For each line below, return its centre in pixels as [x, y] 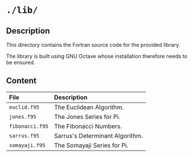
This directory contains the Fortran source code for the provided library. [93, 45]
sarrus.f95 [24, 136]
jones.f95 [23, 117]
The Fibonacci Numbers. [88, 126]
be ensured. [21, 62]
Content [21, 81]
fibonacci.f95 [29, 126]
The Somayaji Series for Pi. [91, 145]
